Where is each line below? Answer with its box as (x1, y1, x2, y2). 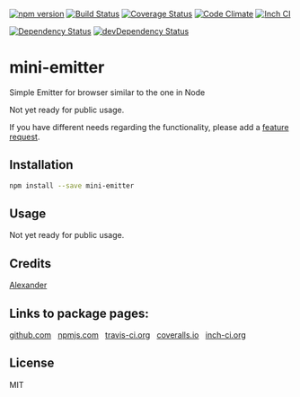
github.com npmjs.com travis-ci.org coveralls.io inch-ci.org (9, 330, 247, 340)
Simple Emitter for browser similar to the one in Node (9, 86, 206, 98)
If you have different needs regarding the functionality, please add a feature (9, 121, 289, 132)
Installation (9, 157, 74, 172)
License (9, 356, 55, 371)
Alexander (9, 279, 48, 291)
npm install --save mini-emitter (9, 181, 135, 190)
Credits (9, 256, 52, 271)
